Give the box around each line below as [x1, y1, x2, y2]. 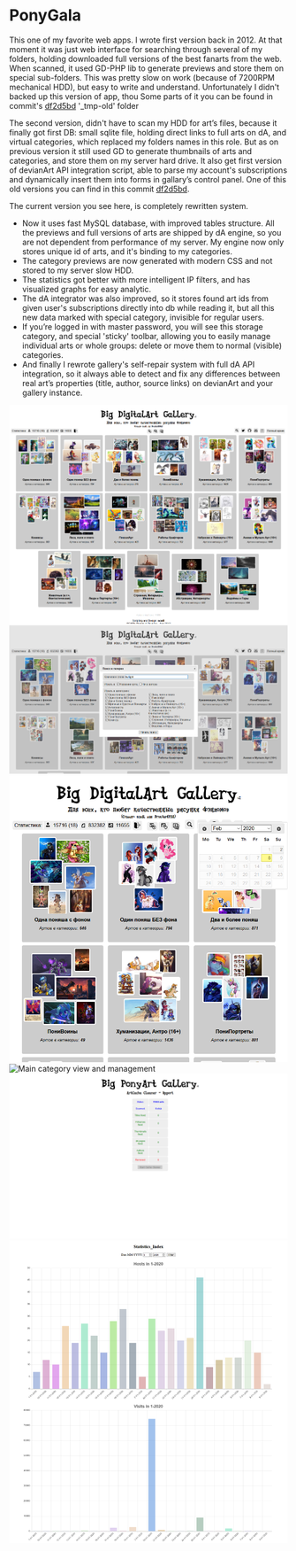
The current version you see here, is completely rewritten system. [9, 200, 249, 211]
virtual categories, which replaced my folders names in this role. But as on [9, 136, 279, 147]
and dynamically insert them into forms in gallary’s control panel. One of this [9, 174, 287, 184]
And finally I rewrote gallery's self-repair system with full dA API [21, 359, 255, 369]
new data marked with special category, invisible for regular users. [21, 312, 265, 322]
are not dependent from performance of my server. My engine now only [21, 237, 285, 247]
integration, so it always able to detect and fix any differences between [21, 368, 281, 379]
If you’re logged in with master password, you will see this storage [21, 321, 263, 332]
